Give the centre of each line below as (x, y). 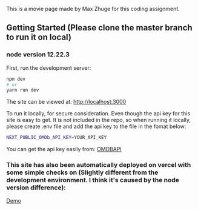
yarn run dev (23, 90)
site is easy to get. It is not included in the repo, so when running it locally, (99, 120)
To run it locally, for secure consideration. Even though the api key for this (98, 113)
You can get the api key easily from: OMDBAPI (64, 149)
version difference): (36, 188)
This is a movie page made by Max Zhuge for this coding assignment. (93, 9)
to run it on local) (39, 37)
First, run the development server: (49, 68)
